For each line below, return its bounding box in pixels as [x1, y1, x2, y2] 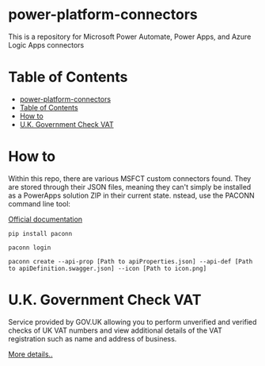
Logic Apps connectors [8, 40, 85, 49]
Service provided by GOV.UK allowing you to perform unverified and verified [8, 317, 257, 326]
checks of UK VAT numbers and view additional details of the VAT [8, 326, 223, 335]
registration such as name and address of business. [8, 333, 177, 343]
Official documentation [8, 214, 83, 224]
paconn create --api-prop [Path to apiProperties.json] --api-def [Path [8, 257, 253, 265]
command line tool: [8, 198, 71, 208]
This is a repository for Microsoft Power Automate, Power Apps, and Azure [8, 32, 252, 41]
